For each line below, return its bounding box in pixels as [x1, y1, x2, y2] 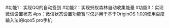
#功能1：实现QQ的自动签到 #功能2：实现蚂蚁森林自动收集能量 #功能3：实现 [5, 5, 164, 10]
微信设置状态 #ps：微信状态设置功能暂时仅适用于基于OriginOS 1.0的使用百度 [5, 11, 165, 17]
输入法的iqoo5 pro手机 [5, 17, 52, 23]
